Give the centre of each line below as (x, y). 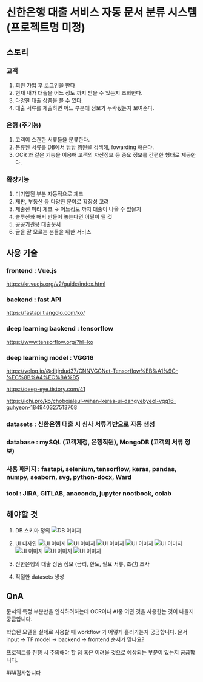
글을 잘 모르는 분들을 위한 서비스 (53, 232)
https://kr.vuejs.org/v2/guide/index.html (56, 284)
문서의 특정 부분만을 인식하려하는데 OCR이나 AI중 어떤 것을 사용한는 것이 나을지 (100, 611)
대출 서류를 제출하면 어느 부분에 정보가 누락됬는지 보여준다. (85, 108)
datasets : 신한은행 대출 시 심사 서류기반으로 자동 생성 (81, 424)
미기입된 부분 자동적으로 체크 (49, 194)
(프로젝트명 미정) (46, 28)
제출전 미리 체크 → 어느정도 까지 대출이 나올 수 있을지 (78, 209)
